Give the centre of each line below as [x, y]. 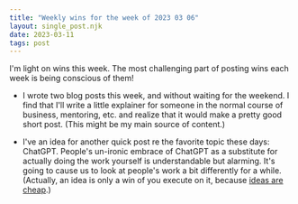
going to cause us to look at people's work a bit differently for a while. [152, 171]
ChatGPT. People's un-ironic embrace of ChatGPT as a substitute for [150, 152]
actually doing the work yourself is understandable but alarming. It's [149, 161]
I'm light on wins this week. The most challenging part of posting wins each [149, 69]
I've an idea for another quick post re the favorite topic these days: [146, 142]
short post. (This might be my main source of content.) [124, 125]
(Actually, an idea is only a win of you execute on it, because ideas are [153, 181]
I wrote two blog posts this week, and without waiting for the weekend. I [156, 96]
